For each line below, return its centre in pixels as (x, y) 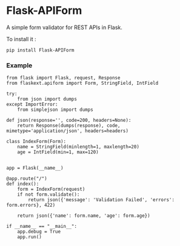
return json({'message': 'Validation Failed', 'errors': (101, 200)
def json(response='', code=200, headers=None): (69, 121)
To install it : (21, 39)
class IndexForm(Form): (36, 142)
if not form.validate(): (48, 194)
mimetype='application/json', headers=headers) (68, 131)
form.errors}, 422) (31, 205)
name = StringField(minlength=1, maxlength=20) (78, 147)
